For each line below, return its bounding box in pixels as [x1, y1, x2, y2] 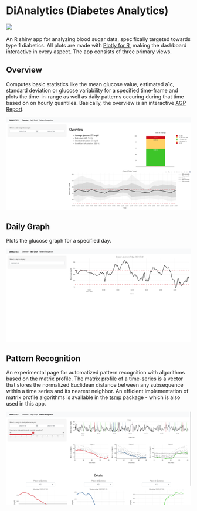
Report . [6, 105, 25, 113]
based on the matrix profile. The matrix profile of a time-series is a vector [6, 375, 184, 382]
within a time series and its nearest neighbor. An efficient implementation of [6, 388, 189, 395]
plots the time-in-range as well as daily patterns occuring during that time [6, 93, 184, 100]
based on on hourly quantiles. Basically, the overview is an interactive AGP [6, 99, 186, 106]
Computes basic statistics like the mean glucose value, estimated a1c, [6, 80, 175, 87]
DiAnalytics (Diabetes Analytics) [6, 4, 169, 18]
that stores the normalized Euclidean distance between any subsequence [6, 381, 184, 389]
